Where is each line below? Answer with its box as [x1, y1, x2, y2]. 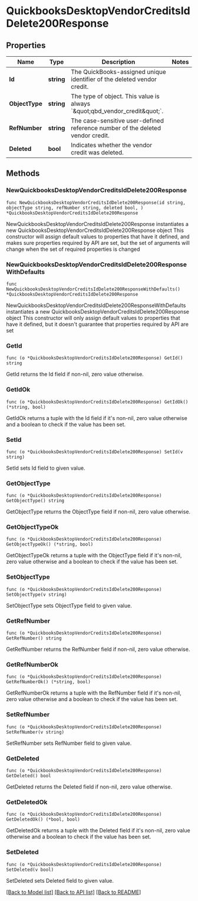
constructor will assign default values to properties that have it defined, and [6, 232, 190, 240]
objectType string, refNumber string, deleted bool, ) [6, 205, 144, 211]
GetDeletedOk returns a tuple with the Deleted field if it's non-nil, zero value [6, 827, 190, 834]
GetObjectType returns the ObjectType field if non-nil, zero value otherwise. [6, 508, 190, 515]
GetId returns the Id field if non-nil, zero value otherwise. [6, 371, 144, 378]
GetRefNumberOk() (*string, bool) [6, 679, 91, 685]
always [70, 99, 90, 108]
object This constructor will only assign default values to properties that [6, 314, 181, 321]
